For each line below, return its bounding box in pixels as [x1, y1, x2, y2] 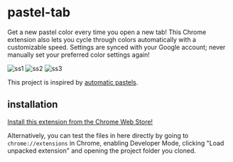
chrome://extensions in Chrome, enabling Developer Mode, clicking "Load [7, 139, 224, 147]
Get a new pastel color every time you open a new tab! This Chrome [7, 28, 207, 36]
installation [7, 99, 58, 111]
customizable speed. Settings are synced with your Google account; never [7, 43, 226, 51]
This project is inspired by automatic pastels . [7, 77, 139, 86]
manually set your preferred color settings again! [7, 50, 151, 59]
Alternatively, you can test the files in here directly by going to [7, 131, 189, 139]
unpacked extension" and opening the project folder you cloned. [7, 146, 197, 155]
